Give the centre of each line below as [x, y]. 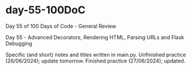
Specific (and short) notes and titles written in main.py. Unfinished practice [96, 54]
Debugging [19, 43]
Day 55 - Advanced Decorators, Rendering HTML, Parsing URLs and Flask [95, 37]
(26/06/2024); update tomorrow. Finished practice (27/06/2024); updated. [95, 61]
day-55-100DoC [46, 10]
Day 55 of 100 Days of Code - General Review [61, 26]
